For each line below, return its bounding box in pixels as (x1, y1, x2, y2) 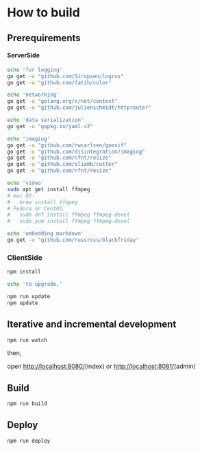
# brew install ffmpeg (7, 199, 78, 206)
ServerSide (7, 51, 40, 60)
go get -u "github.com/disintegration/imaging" (7, 148, 146, 155)
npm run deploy (7, 437, 51, 444)
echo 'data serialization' (7, 117, 84, 124)
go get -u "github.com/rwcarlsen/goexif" (7, 142, 127, 149)
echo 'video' (7, 180, 45, 186)
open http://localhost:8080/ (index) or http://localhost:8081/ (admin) (7, 362, 197, 371)
